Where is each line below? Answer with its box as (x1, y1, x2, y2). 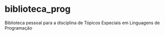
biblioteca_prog (4, 3, 71, 15)
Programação (4, 25, 33, 31)
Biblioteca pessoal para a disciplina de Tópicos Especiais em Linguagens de (4, 20, 160, 26)
